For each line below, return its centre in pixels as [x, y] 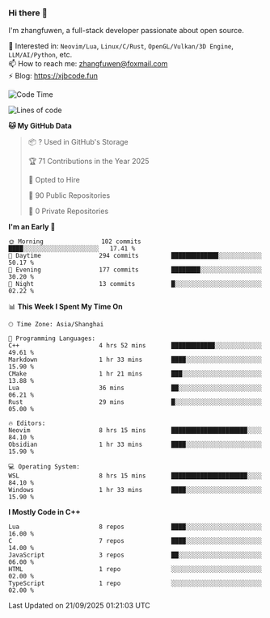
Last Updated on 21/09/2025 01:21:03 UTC [80, 606]
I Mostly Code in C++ [44, 512]
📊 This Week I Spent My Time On [65, 307]
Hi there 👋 [28, 13]
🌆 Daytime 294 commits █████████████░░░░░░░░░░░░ [135, 256]
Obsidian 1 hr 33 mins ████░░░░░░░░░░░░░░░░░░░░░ [135, 445]
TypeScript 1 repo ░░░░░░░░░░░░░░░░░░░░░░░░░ [135, 584]
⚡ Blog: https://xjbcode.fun [53, 76]
